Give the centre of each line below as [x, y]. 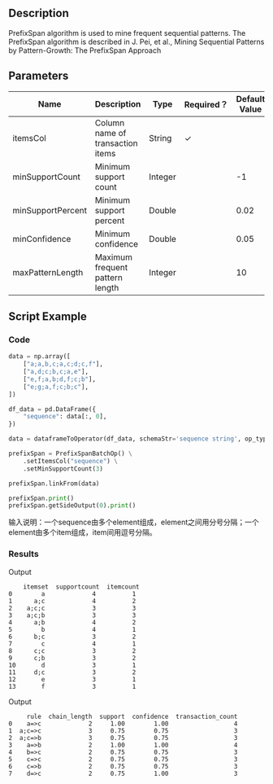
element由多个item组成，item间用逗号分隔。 [82, 532]
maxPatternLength [48, 272]
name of [110, 133]
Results [24, 554]
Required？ [206, 104]
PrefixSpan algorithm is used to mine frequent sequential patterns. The [127, 33]
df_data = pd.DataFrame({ [52, 409]
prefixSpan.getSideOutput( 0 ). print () [72, 506]
